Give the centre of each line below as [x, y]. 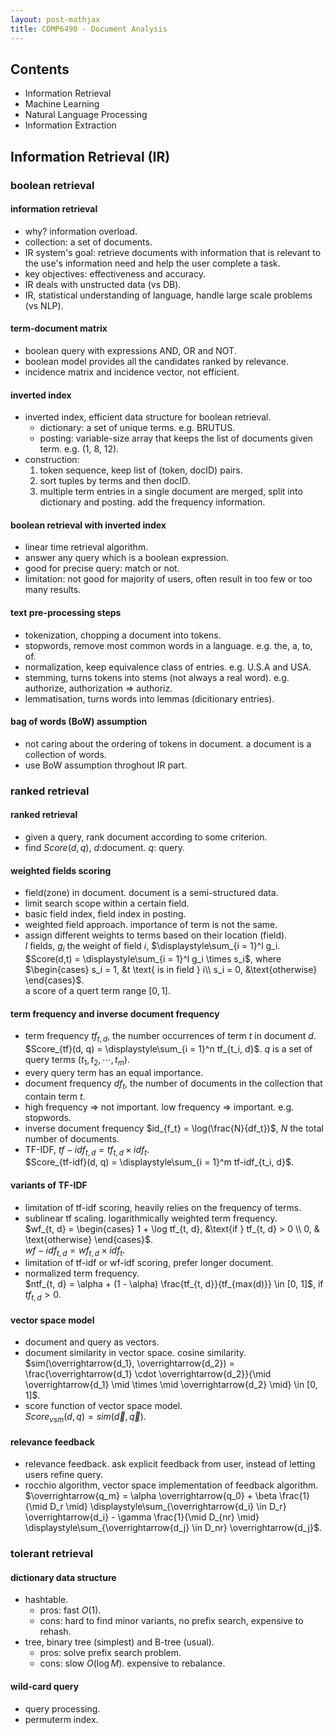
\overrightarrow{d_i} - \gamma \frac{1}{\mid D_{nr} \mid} [142, 1517]
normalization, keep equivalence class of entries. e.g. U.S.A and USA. [168, 667]
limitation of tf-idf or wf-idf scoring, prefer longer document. [149, 1263]
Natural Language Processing [86, 115]
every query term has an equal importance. [114, 1072]
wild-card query [45, 1687]
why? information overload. [81, 231]
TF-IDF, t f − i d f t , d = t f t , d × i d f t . [87, 1150]
